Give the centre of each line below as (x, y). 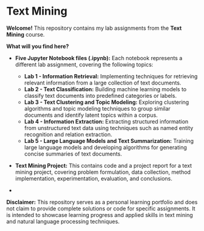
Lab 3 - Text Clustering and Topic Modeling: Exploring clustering (107, 102)
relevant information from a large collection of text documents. (103, 83)
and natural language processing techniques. (63, 221)
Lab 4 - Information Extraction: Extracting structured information (106, 121)
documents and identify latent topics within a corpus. (91, 115)
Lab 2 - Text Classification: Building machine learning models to (105, 89)
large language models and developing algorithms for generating (106, 147)
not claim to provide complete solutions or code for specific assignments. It (101, 209)
